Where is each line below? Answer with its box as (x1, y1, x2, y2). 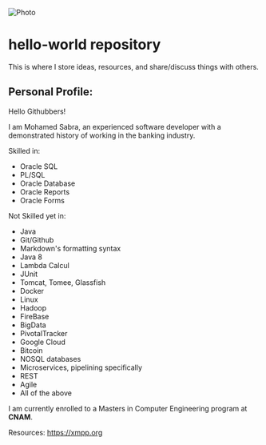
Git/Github (19, 235, 54, 244)
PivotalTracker (19, 328, 68, 338)
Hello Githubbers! (8, 106, 66, 116)
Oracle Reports (19, 186, 70, 196)
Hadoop (19, 303, 46, 312)
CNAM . (8, 412, 34, 422)
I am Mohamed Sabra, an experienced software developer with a (8, 122, 221, 131)
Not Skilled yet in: (8, 210, 66, 220)
